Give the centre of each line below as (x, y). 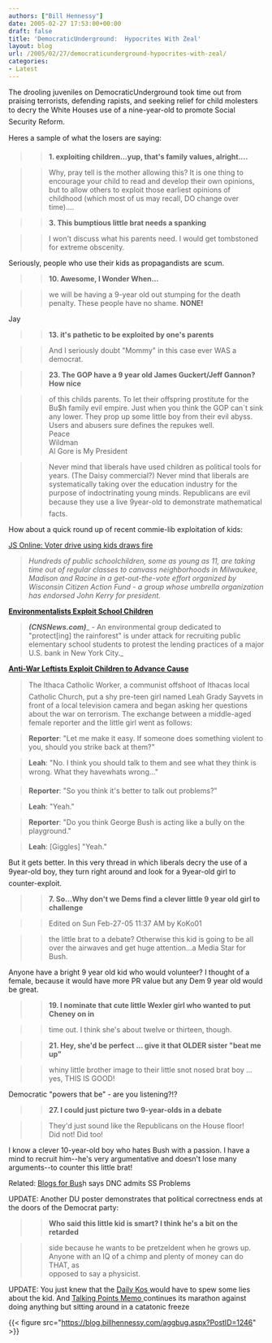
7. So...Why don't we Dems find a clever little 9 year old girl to (154, 899)
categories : (28, 62)
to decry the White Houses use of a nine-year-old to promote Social (122, 110)
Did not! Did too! (76, 1134)
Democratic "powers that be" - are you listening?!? (93, 1094)
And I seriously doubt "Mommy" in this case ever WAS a (142, 350)
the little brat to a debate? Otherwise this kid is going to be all (151, 939)
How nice (65, 383)
